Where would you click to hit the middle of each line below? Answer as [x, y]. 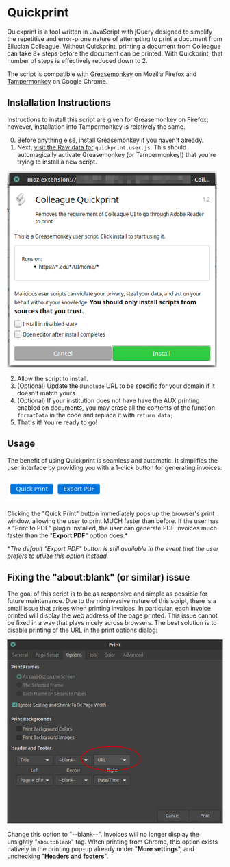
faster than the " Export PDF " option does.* [67, 535]
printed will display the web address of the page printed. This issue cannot [112, 615]
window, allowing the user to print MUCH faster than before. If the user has [113, 521]
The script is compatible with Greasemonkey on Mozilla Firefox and [102, 74]
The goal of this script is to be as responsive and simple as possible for [107, 594]
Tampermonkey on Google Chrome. [57, 81]
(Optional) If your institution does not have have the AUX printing [108, 400]
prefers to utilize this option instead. [58, 556]
